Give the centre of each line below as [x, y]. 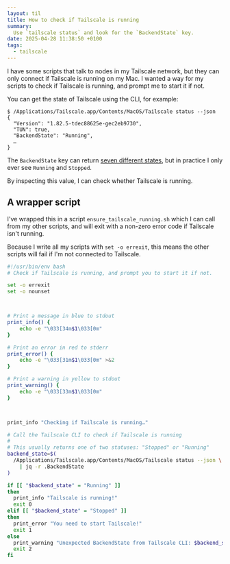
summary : [20, 26]
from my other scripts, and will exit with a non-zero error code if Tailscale [111, 226]
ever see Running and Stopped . [50, 167]
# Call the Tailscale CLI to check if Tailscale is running [95, 435]
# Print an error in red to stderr [58, 347]
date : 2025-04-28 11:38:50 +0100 [55, 39]
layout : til [24, 13]
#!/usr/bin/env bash [37, 267]
